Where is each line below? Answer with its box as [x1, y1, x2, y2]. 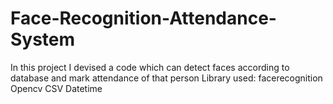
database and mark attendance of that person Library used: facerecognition [10, 72, 323, 84]
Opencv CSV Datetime [10, 82, 103, 94]
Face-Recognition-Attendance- [10, 7, 277, 30]
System [10, 28, 76, 51]
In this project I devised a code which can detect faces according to [10, 61, 290, 73]
